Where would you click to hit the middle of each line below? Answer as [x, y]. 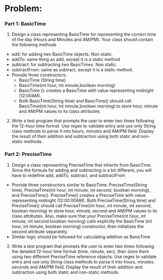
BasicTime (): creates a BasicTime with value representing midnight [86, 90]
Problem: [23, 9]
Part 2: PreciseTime [28, 154]
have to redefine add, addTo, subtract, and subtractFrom [68, 175]
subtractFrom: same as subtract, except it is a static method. [72, 70]
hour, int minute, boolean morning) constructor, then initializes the [78, 226]
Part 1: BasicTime [25, 24]
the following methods [34, 45]
